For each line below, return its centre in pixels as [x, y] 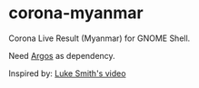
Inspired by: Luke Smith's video [67, 73]
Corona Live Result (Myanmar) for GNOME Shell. [99, 38]
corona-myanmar [76, 13]
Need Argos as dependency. [62, 55]
